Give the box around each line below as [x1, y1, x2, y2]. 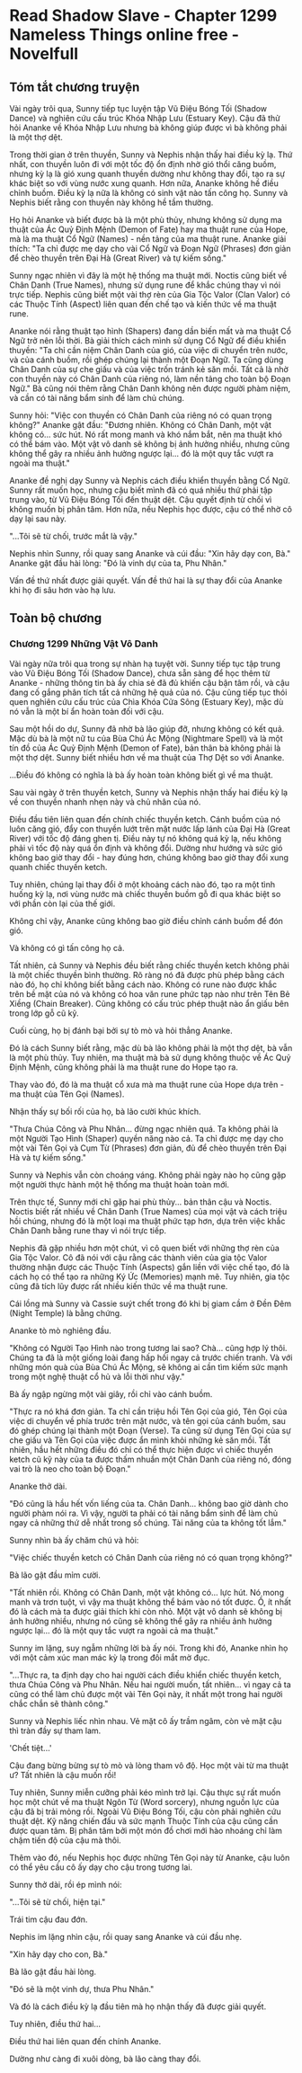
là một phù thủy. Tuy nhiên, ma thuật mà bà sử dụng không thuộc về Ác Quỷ [9, 1052, 291, 1063]
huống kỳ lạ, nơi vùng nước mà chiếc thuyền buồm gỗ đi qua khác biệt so [9, 888, 281, 899]
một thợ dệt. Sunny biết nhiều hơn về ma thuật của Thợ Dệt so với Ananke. [9, 752, 285, 762]
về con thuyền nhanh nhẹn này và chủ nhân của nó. [9, 796, 201, 807]
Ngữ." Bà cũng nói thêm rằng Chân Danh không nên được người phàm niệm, [9, 383, 290, 394]
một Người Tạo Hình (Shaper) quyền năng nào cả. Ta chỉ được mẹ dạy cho [9, 1133, 284, 1143]
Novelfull [9, 44, 79, 64]
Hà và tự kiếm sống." [9, 1152, 87, 1162]
